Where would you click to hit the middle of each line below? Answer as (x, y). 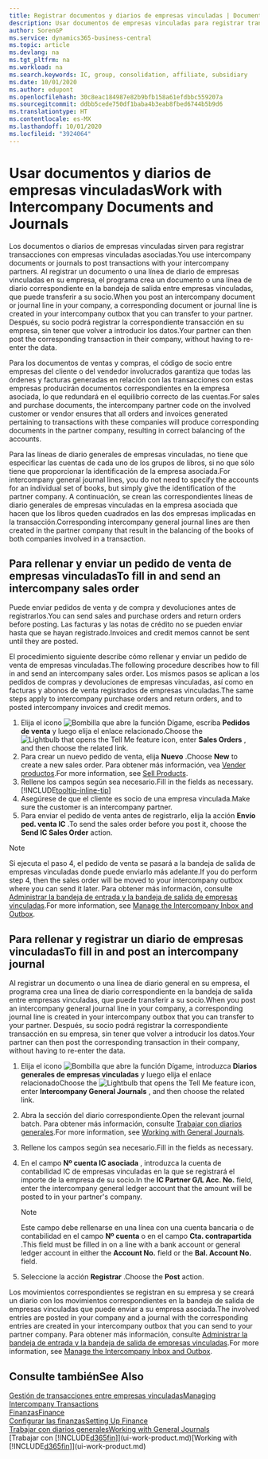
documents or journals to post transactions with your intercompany (119, 262)
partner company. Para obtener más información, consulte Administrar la (128, 1335)
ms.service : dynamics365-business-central (80, 38)
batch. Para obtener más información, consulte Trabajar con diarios (131, 1124)
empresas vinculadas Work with (116, 190)
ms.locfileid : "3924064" (50, 134)
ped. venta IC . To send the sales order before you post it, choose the (134, 825)
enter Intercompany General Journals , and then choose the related (132, 1092)
